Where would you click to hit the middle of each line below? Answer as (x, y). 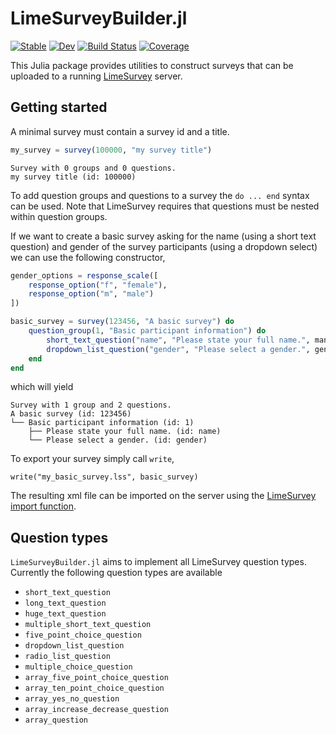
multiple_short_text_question (88, 625)
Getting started (59, 107)
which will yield (42, 387)
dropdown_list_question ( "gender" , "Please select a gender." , (178, 349)
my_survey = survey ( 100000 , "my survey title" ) (111, 150)
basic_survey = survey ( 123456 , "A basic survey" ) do (122, 322)
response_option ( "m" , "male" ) (91, 294)
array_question (56, 720)
